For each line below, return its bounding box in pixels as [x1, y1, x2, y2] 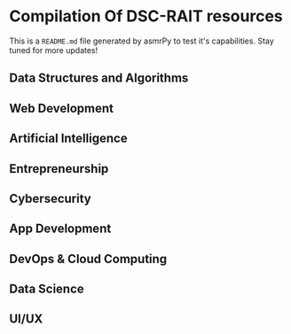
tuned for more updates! [9, 44, 98, 55]
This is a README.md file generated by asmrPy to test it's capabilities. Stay [9, 35, 275, 46]
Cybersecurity [9, 190, 91, 206]
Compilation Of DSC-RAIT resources [9, 6, 284, 27]
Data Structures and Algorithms [9, 71, 189, 86]
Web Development [9, 100, 114, 116]
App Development [9, 221, 112, 237]
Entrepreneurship [9, 161, 109, 176]
